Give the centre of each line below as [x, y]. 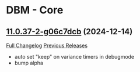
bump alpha [29, 63]
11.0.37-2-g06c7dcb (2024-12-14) [69, 32]
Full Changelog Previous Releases [47, 45]
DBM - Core [35, 10]
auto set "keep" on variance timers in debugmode [74, 57]
